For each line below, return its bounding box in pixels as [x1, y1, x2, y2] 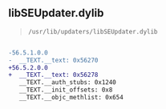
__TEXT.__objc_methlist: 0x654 [18, 94, 124, 102]
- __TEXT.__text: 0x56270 [8, 56, 99, 64]
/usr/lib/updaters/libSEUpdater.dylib [27, 27, 158, 35]
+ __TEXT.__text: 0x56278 [8, 71, 99, 79]
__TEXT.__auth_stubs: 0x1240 [18, 79, 116, 87]
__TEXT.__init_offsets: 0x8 [18, 86, 113, 95]
